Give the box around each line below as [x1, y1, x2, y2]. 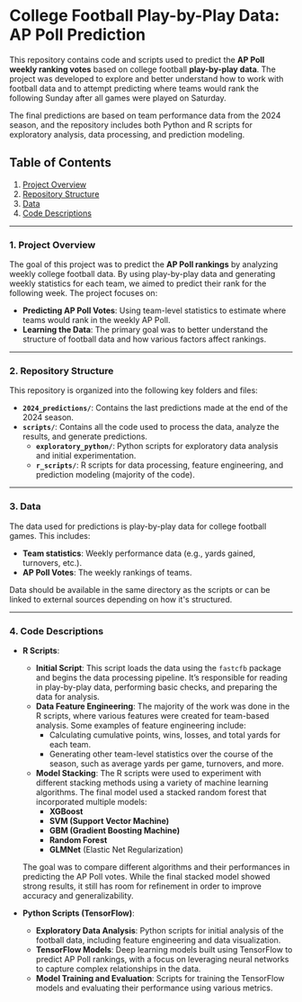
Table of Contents [9, 155, 112, 171]
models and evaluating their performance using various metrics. [35, 982, 273, 993]
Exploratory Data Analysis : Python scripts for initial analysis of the [35, 925, 284, 935]
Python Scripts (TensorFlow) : [22, 908, 135, 918]
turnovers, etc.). [22, 557, 83, 568]
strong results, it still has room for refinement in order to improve [22, 881, 262, 891]
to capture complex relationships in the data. [35, 963, 201, 974]
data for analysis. [35, 691, 101, 702]
